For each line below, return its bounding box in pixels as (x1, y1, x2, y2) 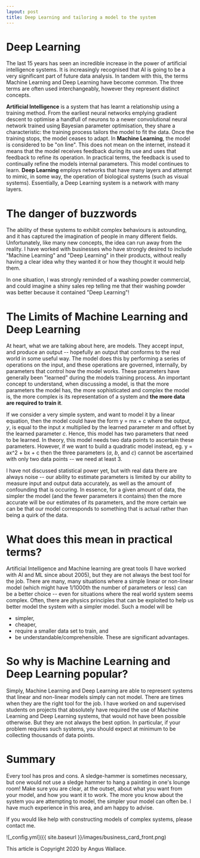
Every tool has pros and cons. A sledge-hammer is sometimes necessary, (6, 772, 187, 780)
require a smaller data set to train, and (14, 627, 109, 634)
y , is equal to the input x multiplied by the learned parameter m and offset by (6, 424, 195, 431)
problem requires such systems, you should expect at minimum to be (6, 725, 176, 732)
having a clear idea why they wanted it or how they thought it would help (6, 258, 185, 265)
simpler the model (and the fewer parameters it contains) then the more (6, 493, 182, 500)
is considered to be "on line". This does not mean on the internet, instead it (6, 141, 190, 148)
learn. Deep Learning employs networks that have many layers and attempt (6, 167, 192, 174)
